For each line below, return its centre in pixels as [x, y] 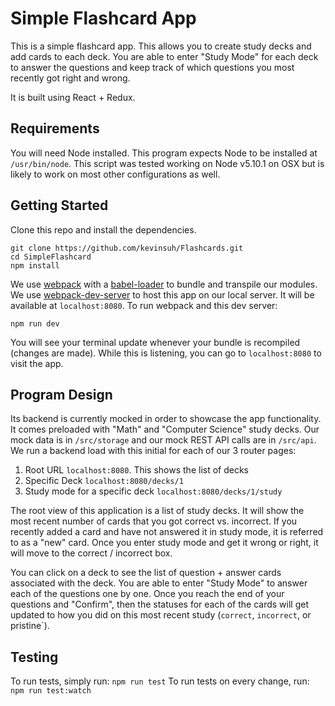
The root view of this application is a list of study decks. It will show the [157, 511]
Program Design [61, 394]
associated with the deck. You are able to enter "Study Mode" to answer [159, 583]
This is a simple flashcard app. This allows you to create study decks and [161, 46]
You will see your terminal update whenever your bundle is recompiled [155, 342]
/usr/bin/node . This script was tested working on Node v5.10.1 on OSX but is [167, 163]
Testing [34, 657]
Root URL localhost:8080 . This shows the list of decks [137, 470]
